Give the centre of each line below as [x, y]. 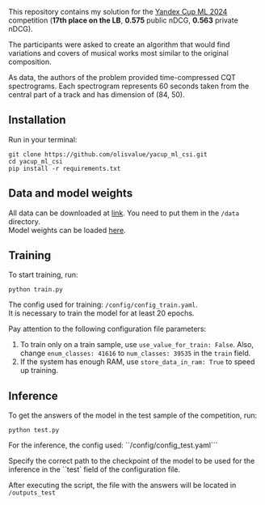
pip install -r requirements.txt [65, 168]
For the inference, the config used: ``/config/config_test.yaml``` [113, 445]
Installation [37, 120]
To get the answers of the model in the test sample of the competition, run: [133, 415]
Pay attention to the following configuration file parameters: [107, 329]
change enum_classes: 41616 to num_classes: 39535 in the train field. [135, 353]
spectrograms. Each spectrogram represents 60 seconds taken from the [129, 86]
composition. [30, 62]
